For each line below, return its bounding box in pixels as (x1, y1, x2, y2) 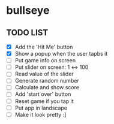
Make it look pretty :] (14, 111, 67, 118)
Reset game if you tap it (14, 97, 74, 105)
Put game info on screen (14, 57, 76, 64)
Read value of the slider (14, 70, 74, 78)
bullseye (6, 4, 50, 17)
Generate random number (14, 77, 79, 84)
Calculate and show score (14, 84, 80, 91)
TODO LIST (6, 28, 49, 38)
